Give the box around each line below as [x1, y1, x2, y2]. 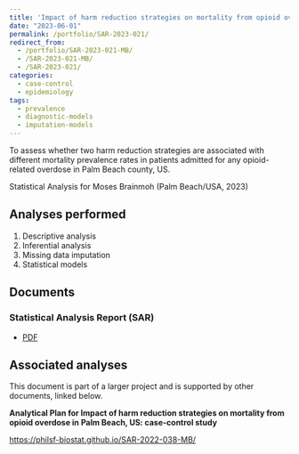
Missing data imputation [21, 249, 111, 260]
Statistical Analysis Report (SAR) [9, 312, 155, 324]
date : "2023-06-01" [9, 21, 82, 30]
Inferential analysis [21, 239, 92, 250]
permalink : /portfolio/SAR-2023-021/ [9, 29, 149, 38]
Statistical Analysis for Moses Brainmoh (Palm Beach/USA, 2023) [9, 182, 249, 191]
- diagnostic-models [17, 112, 93, 121]
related [9, 164, 36, 174]
